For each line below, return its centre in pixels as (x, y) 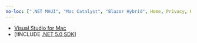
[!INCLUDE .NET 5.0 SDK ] (45, 34)
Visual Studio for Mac (40, 28)
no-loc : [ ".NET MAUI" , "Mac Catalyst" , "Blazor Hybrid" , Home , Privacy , (96, 11)
